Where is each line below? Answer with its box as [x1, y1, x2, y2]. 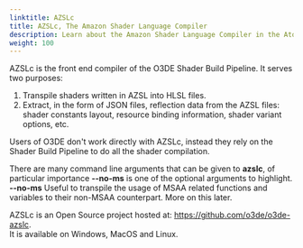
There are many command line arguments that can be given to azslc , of [9, 163, 275, 174]
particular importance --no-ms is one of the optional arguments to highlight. [9, 173, 293, 184]
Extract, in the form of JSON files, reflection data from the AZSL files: [22, 100, 280, 111]
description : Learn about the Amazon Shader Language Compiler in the [9, 30, 280, 39]
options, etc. [22, 119, 69, 130]
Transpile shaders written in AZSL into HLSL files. [22, 90, 207, 101]
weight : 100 [9, 38, 54, 48]
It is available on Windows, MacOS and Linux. [9, 229, 179, 240]
